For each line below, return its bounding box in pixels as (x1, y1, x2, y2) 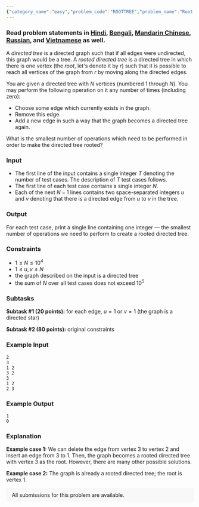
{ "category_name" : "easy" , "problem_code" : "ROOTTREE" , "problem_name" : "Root (6, 8, 194, 15)
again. (14, 123, 30, 130)
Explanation (6, 432, 42, 440)
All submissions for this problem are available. (11, 491, 125, 499)
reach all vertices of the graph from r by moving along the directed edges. (6, 68, 188, 75)
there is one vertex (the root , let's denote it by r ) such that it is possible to (6, 62, 186, 69)
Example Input (6, 341, 49, 349)
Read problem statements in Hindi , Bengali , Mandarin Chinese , (6, 28, 191, 36)
